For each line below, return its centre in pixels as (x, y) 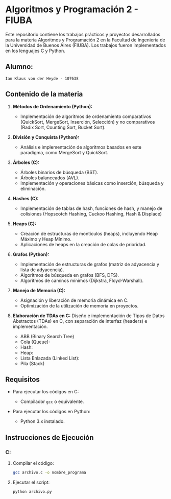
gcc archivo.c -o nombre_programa (49, 473)
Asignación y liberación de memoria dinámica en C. (74, 300)
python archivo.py (32, 491)
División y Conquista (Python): (46, 137)
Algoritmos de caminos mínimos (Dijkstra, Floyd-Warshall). (82, 280)
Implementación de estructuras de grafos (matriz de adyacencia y (90, 264)
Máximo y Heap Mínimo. (46, 239)
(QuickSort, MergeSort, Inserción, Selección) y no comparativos (88, 122)
